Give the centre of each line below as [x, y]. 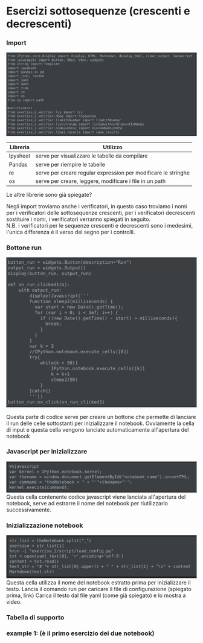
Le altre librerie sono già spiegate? [49, 194]
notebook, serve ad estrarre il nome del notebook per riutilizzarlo [87, 503]
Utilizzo [112, 147]
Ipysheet [20, 156]
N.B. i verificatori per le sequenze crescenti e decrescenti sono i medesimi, [100, 225]
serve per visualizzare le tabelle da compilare [92, 156]
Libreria [20, 147]
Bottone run [24, 248]
